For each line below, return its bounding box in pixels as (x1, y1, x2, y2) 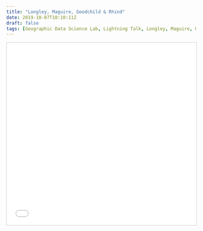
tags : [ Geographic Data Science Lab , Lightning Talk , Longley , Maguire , (6, 25, 193, 32)
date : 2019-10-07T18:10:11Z (6, 14, 77, 20)
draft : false (6, 20, 39, 26)
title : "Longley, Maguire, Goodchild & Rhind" (6, 8, 125, 15)
